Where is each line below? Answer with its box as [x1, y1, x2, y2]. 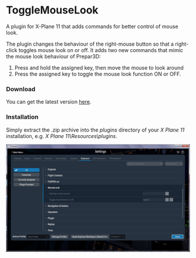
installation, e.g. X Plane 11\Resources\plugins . [6, 132, 118, 139]
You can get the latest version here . [6, 98, 92, 105]
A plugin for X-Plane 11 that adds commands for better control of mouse [6, 23, 178, 30]
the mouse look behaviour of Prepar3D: [6, 53, 101, 60]
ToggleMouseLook [6, 4, 99, 17]
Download [6, 85, 36, 93]
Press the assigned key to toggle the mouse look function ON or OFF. [14, 70, 181, 77]
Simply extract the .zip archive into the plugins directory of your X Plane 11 [6, 126, 185, 133]
